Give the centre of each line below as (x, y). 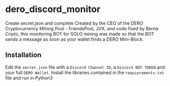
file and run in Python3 (29, 78)
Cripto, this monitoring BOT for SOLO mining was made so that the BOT (80, 34)
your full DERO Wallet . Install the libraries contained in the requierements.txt (85, 72)
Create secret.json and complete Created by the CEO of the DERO (74, 23)
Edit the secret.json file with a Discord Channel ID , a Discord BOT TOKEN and (85, 67)
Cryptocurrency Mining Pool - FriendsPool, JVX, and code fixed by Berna (82, 28)
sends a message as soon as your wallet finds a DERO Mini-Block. (74, 39)
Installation (23, 55)
